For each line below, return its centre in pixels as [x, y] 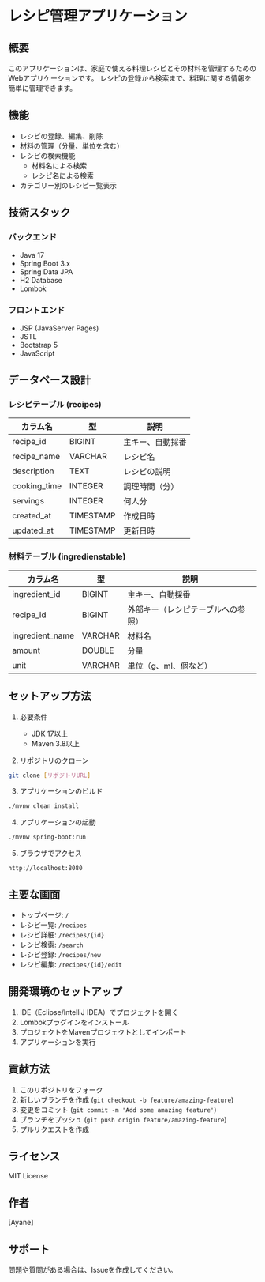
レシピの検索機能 [47, 156]
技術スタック [39, 213]
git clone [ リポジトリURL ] [49, 775]
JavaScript [37, 353]
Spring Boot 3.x [45, 263]
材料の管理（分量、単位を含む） [71, 145]
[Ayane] [21, 1223]
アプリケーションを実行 [58, 1042]
